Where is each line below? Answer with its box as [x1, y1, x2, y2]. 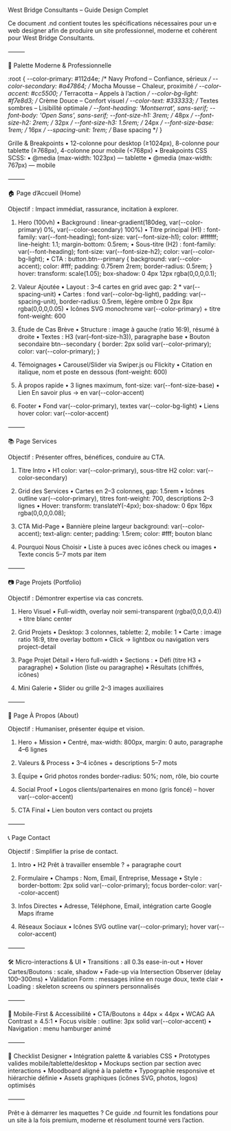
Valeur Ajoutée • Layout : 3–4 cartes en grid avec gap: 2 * [17, 283, 182, 291]
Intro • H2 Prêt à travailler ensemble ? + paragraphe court [17, 861, 181, 869]
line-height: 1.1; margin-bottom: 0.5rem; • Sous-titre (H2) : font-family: [17, 240, 216, 248]
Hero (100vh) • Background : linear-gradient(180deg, [17, 218, 168, 226]
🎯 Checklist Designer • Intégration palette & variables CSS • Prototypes [8, 1052, 210, 1060]
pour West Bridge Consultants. [8, 34, 95, 42]
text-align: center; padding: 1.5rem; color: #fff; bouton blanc [43, 530, 212, 537]
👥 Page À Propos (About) [8, 711, 79, 720]
